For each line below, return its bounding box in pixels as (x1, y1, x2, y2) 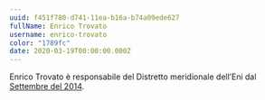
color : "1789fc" (9, 38, 71, 48)
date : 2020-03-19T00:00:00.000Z (9, 47, 131, 56)
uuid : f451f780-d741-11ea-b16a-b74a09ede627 (9, 13, 180, 23)
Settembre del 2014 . (9, 81, 85, 92)
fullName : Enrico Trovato (9, 22, 107, 31)
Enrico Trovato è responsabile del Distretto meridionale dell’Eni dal (9, 71, 257, 82)
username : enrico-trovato (9, 30, 107, 39)
